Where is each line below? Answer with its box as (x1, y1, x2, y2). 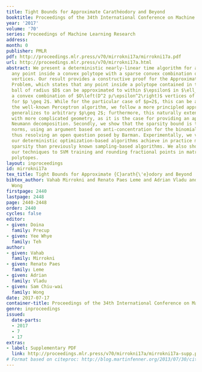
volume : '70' (6, 25, 39, 32)
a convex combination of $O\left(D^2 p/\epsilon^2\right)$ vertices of (11, 93, 195, 99)
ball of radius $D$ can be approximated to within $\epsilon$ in (11, 87, 179, 93)
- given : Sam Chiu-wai (6, 283, 63, 289)
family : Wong (11, 289, 44, 295)
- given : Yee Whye (6, 233, 52, 239)
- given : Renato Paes (6, 261, 61, 267)
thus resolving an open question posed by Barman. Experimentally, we (11, 132, 192, 139)
